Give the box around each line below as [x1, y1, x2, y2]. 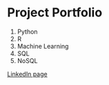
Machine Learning [17, 42, 69, 50]
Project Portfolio [7, 5, 103, 21]
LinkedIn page [7, 70, 48, 78]
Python [17, 27, 38, 36]
